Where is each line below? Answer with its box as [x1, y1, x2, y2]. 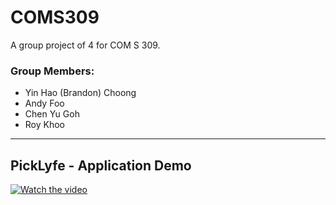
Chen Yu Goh [24, 108, 80, 120]
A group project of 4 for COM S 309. [10, 39, 161, 51]
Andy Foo [24, 97, 65, 110]
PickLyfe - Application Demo [10, 157, 192, 174]
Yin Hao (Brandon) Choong [24, 87, 137, 99]
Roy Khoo [24, 119, 66, 131]
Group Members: [10, 64, 95, 78]
